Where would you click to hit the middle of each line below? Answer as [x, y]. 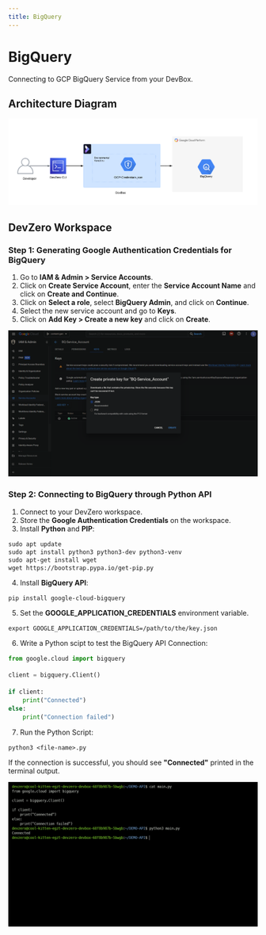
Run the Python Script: [56, 732]
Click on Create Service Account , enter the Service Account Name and [137, 285]
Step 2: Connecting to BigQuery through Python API [110, 494]
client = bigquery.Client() [55, 675]
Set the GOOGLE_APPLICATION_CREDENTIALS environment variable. [134, 613]
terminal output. [34, 771]
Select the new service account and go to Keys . [98, 311]
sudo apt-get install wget [53, 560]
